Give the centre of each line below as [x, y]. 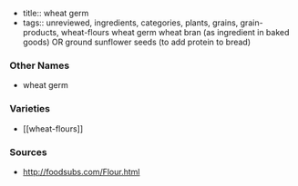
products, [41, 32]
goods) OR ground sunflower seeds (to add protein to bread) [137, 42]
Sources [28, 152]
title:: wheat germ [56, 13]
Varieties [30, 109]
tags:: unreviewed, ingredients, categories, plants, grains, [130, 23]
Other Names [40, 65]
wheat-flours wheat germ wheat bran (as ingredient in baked [175, 32]
